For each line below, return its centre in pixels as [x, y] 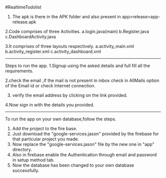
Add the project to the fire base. [45, 128]
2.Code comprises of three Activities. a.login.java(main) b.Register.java [77, 31]
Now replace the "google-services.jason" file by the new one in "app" [83, 144]
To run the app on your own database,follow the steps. [61, 119]
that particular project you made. [45, 139]
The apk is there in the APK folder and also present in [66, 17]
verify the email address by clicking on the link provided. [70, 95]
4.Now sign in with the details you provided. [50, 105]
